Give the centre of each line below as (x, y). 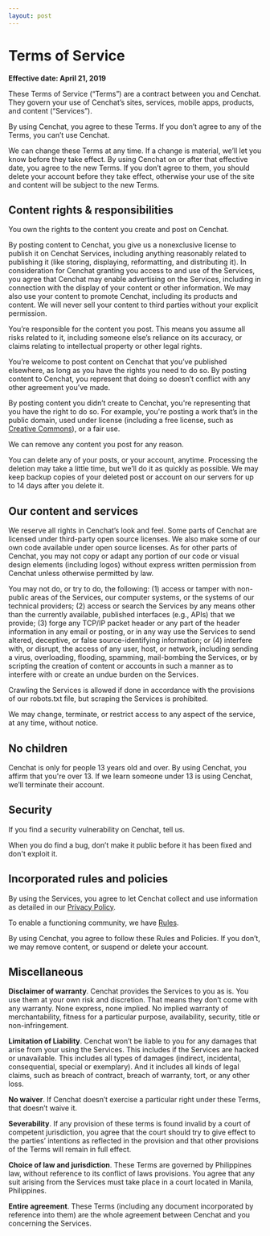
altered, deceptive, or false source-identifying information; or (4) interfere (131, 641)
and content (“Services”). (50, 110)
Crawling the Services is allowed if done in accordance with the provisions (132, 691)
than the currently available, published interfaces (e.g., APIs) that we (122, 615)
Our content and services (74, 511)
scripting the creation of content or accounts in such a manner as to (121, 666)
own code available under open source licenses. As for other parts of (123, 548)
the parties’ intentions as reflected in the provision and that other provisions (134, 1141)
